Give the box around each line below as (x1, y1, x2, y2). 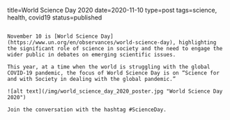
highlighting (178, 39, 217, 46)
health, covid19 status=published (7, 13, 102, 22)
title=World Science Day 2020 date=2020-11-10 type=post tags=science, (7, 6, 217, 14)
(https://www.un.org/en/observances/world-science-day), (7, 39, 176, 46)
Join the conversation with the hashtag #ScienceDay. (7, 106, 167, 113)
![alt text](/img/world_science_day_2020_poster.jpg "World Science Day (7, 88, 223, 95)
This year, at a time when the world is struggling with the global (7, 63, 210, 70)
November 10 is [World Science (7, 33, 98, 40)
